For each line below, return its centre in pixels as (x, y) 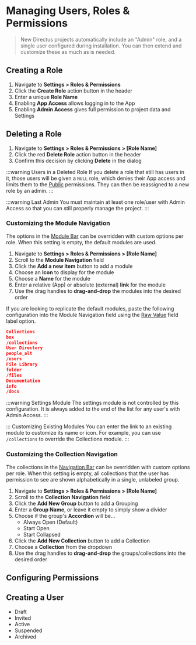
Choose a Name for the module (52, 278)
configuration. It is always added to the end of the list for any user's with (93, 409)
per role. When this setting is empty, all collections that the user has (87, 473)
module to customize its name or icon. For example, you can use (84, 433)
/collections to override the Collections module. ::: (68, 439)
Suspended (28, 630)
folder (14, 370)
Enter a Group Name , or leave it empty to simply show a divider (91, 509)
